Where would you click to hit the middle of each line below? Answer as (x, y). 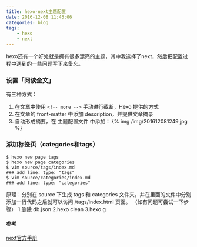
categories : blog (27, 22)
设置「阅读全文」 (30, 80)
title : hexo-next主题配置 (36, 11)
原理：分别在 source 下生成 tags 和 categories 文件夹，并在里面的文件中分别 (99, 194)
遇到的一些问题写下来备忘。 (50, 64)
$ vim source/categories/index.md (49, 178)
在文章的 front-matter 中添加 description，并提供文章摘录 (84, 114)
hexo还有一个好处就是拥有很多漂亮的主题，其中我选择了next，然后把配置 (95, 56)
